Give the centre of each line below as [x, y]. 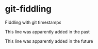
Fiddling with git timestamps [33, 22]
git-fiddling [28, 9]
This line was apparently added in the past [47, 32]
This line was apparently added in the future [49, 41]
